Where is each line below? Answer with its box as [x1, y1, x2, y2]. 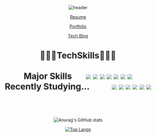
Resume [70, 14, 86, 20]
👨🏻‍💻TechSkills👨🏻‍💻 [39, 50, 117, 61]
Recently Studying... [4, 81, 90, 92]
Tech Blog [68, 33, 88, 39]
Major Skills [23, 71, 72, 82]
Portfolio [69, 23, 87, 29]
